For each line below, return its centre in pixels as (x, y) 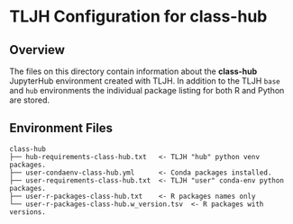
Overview (37, 50)
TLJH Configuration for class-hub (138, 17)
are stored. (30, 100)
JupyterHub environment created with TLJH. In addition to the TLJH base (145, 81)
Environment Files (61, 128)
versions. (28, 212)
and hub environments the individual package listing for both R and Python (147, 90)
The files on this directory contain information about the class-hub (133, 71)
